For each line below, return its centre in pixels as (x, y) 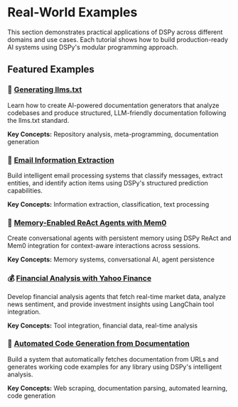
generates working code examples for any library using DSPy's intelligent (115, 367)
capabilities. (25, 190)
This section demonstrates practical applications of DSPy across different (115, 32)
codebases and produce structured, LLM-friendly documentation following (117, 113)
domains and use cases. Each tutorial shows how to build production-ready (118, 39)
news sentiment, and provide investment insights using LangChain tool (111, 304)
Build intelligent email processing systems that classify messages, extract (115, 175)
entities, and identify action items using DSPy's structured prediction (108, 183)
